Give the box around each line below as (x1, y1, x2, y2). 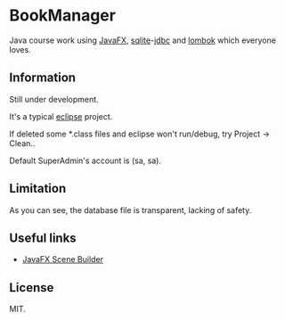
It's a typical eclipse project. (9, 111, 113, 121)
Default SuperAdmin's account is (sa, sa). (9, 155, 162, 166)
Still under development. (9, 94, 100, 104)
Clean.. (9, 137, 36, 148)
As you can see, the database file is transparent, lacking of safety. (9, 204, 252, 215)
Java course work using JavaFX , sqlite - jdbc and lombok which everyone (9, 35, 276, 45)
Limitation (9, 181, 67, 196)
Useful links (9, 230, 77, 245)
